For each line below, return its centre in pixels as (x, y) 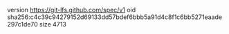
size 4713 (53, 24)
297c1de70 (22, 24)
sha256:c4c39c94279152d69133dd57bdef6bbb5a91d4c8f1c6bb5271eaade (115, 17)
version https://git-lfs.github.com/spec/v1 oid (72, 10)
